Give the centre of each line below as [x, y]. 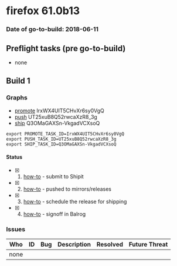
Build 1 [18, 81]
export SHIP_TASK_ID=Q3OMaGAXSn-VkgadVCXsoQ [61, 144]
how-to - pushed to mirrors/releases [67, 189]
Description [74, 244]
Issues [16, 229]
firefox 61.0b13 [43, 11]
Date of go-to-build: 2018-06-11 [52, 29]
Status [14, 157]
